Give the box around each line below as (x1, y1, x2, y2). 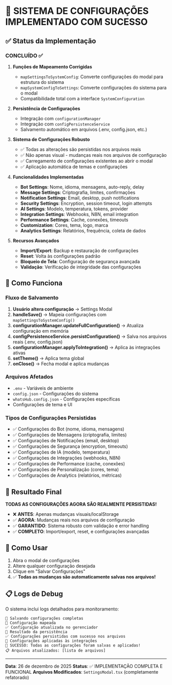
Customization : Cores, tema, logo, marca (20, 222, 109, 228)
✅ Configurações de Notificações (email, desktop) (12, 438, 119, 444)
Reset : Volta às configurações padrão (20, 253, 101, 259)
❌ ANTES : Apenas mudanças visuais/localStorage (12, 511, 119, 517)
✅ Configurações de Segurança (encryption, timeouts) (12, 443, 128, 449)
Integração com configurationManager (20, 115, 101, 121)
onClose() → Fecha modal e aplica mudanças (12, 360, 110, 367)
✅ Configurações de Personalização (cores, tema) (12, 466, 119, 473)
